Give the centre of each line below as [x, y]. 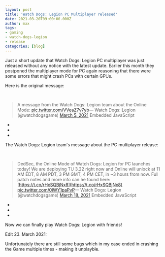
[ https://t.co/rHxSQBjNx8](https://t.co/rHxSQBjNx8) [70, 185]
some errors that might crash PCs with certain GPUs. [59, 76]
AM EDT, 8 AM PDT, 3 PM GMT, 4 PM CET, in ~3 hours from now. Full [88, 174]
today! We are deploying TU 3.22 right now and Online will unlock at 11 [88, 169]
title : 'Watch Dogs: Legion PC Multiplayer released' [62, 14]
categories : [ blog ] [25, 46]
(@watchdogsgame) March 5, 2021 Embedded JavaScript [76, 115]
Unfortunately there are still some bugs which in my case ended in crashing [82, 244]
